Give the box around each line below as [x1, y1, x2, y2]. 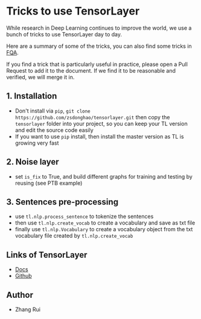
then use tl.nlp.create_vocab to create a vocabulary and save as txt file [14, 219, 196, 226]
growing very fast [14, 139, 59, 146]
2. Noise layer [6, 157, 59, 167]
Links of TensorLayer [6, 249, 88, 260]
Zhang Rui [14, 306, 41, 313]
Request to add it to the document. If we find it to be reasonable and [6, 67, 176, 74]
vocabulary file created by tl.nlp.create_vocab [14, 232, 133, 240]
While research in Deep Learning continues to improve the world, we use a [6, 24, 192, 31]
